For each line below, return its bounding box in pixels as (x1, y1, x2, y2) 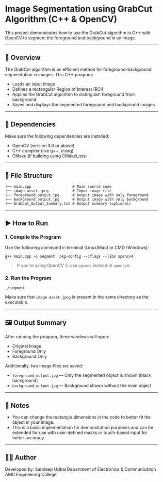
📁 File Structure (5, 171, 53, 180)
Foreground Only (12, 349, 46, 354)
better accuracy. (12, 434, 45, 440)
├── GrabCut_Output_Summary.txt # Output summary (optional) (5, 201, 131, 206)
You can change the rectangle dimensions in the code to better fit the (12, 414, 151, 420)
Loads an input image (12, 81, 56, 87)
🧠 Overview (5, 53, 41, 62)
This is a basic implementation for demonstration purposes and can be (12, 424, 154, 430)
